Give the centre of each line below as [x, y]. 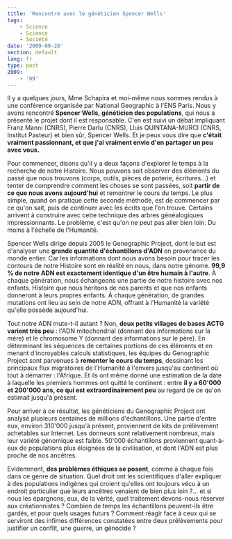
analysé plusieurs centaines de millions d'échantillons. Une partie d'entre [112, 419]
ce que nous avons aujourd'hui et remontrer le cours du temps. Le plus [110, 193]
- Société [34, 40]
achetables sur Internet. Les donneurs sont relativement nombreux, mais [111, 433]
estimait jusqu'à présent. [42, 398]
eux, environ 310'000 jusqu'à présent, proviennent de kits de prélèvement [113, 426]
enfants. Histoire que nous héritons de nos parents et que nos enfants [107, 288]
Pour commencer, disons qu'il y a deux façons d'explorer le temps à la [108, 164]
